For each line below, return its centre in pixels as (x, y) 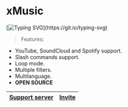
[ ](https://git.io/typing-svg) (57, 27)
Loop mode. (30, 63)
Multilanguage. (33, 76)
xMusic (25, 11)
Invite (68, 97)
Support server (31, 97)
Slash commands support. (47, 57)
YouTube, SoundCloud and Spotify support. (68, 51)
